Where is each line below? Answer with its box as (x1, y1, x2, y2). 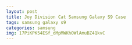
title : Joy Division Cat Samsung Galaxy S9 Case (6, 14, 126, 20)
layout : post (6, 8, 38, 15)
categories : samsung (6, 25, 56, 31)
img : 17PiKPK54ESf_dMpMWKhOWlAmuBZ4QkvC (6, 30, 106, 36)
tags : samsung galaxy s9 (6, 19, 66, 25)
